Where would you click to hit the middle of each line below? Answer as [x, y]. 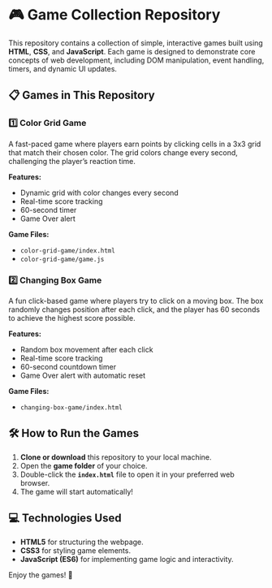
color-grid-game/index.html [67, 251]
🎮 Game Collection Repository [114, 15]
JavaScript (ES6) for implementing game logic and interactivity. [127, 559]
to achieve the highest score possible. [72, 318]
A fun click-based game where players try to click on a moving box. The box [136, 300]
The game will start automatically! [77, 491]
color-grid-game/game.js [62, 259]
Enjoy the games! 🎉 [41, 575]
